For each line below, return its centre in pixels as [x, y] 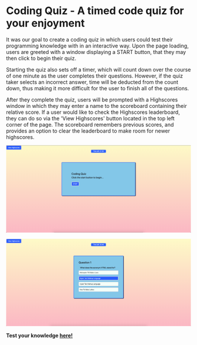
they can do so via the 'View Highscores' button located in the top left [90, 118]
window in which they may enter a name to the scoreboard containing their [96, 106]
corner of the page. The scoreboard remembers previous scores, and [90, 124]
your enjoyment [45, 23]
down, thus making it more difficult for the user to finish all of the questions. [98, 88]
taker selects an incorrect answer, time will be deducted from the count [92, 82]
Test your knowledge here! [40, 335]
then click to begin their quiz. [41, 58]
